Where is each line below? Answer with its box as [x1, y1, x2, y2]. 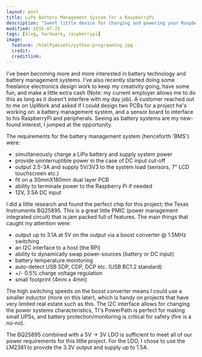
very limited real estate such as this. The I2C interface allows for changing [6, 300, 191, 307]
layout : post [6, 8, 39, 15]
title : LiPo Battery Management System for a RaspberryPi [6, 14, 155, 20]
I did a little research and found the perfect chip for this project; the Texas [6, 200, 189, 208]
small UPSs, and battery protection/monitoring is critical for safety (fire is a [6, 313, 192, 320]
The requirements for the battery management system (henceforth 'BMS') [6, 133, 189, 140]
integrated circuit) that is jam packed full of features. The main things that [6, 213, 188, 220]
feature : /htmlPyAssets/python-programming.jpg [11, 43, 133, 49]
